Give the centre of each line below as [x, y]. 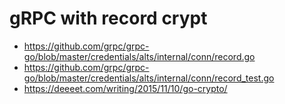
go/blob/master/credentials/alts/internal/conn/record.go [139, 56]
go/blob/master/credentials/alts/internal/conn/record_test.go [149, 78]
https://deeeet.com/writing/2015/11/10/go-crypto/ [125, 88]
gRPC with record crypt [108, 18]
